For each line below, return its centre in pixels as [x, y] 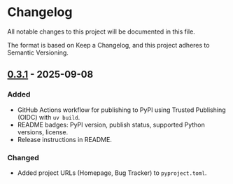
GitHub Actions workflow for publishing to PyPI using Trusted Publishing [121, 110]
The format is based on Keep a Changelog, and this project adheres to [108, 45]
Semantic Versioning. [38, 52]
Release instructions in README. [64, 139]
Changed [23, 157]
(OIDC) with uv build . [49, 117]
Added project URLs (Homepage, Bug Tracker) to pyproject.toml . [112, 173]
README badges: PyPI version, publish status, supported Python [111, 125]
